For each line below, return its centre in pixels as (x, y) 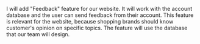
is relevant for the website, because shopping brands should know (90, 21)
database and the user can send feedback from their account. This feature (100, 15)
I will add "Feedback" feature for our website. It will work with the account (99, 9)
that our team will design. (38, 34)
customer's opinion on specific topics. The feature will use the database (97, 28)
